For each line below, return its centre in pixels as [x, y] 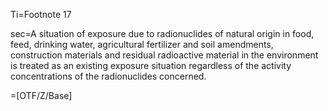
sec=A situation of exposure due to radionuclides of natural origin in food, [162, 33]
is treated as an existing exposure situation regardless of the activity [151, 65]
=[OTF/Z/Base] [41, 95]
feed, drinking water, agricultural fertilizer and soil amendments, [142, 44]
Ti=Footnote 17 [41, 14]
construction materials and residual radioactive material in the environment [164, 55]
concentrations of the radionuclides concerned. [108, 76]
